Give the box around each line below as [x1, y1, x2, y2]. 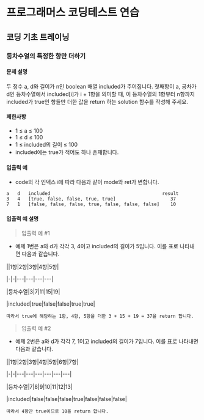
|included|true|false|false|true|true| [6, 300, 96, 308]
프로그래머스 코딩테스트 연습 [6, 6, 140, 20]
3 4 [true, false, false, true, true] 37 [6, 196, 176, 202]
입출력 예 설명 [6, 215, 38, 222]
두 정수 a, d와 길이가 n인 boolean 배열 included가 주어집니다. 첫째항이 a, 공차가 [6, 83, 197, 90]
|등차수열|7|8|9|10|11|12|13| [6, 383, 73, 391]
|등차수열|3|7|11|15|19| [6, 288, 60, 295]
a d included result [6, 191, 179, 197]
